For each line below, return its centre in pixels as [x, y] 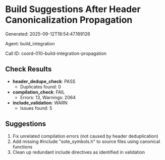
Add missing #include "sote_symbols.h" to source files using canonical [86, 141]
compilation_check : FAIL [39, 92]
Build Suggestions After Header [73, 9]
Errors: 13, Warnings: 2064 [48, 97]
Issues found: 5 [36, 108]
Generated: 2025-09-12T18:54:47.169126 [48, 34]
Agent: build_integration [30, 43]
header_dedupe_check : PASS [44, 81]
